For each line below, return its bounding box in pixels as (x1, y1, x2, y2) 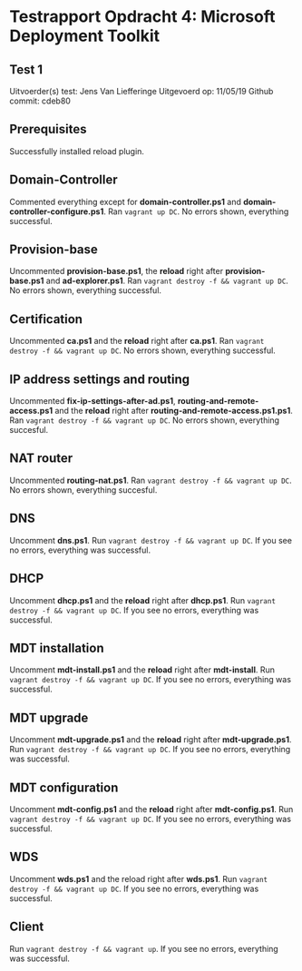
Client (9, 919, 44, 935)
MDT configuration (9, 780, 119, 795)
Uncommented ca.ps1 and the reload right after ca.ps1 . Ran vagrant (9, 336, 265, 347)
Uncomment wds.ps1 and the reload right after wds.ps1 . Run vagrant (9, 873, 268, 884)
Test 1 (9, 62, 44, 77)
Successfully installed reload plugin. (9, 145, 145, 156)
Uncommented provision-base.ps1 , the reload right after (9, 266, 224, 277)
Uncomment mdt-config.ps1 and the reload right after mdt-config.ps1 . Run (9, 803, 294, 814)
